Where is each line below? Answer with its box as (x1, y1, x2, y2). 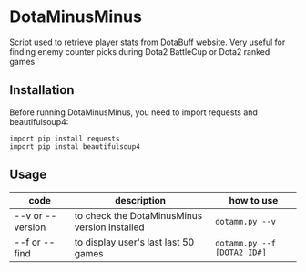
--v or (14, 209, 43, 222)
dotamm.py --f (215, 237, 276, 248)
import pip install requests (9, 134, 120, 143)
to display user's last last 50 (74, 235, 195, 248)
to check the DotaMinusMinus (74, 209, 203, 222)
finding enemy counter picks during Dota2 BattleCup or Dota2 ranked (9, 46, 270, 57)
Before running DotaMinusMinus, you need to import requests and (9, 107, 258, 118)
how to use (229, 194, 279, 206)
